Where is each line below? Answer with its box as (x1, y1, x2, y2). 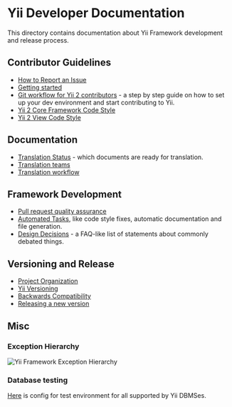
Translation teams (17, 160, 70, 168)
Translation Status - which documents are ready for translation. (17, 153, 204, 161)
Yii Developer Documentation (7, 5, 185, 21)
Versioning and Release (7, 258, 115, 270)
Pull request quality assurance (17, 207, 107, 216)
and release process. (7, 36, 69, 44)
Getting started (17, 83, 63, 92)
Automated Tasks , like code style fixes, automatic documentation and (17, 215, 222, 223)
